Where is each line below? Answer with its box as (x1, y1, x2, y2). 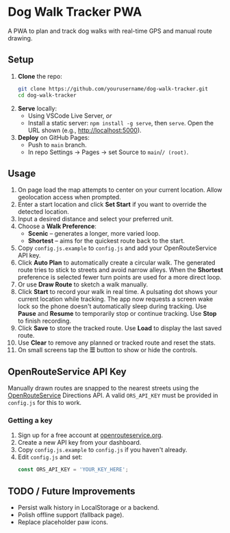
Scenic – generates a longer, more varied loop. (27, 230, 160, 238)
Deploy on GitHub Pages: (17, 133, 90, 141)
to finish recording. (17, 317, 71, 325)
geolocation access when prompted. (17, 193, 122, 201)
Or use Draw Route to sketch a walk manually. (17, 280, 149, 288)
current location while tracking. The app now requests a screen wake (17, 295, 214, 303)
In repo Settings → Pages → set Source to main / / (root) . (27, 148, 189, 156)
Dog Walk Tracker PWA (8, 4, 142, 20)
